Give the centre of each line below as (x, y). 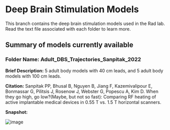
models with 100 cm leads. (33, 76)
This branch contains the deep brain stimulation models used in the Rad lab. (85, 23)
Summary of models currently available (69, 45)
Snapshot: (17, 112)
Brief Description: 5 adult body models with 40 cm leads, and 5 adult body (84, 70)
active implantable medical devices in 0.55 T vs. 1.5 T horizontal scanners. (83, 102)
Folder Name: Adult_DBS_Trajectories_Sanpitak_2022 (73, 60)
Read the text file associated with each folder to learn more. (68, 29)
